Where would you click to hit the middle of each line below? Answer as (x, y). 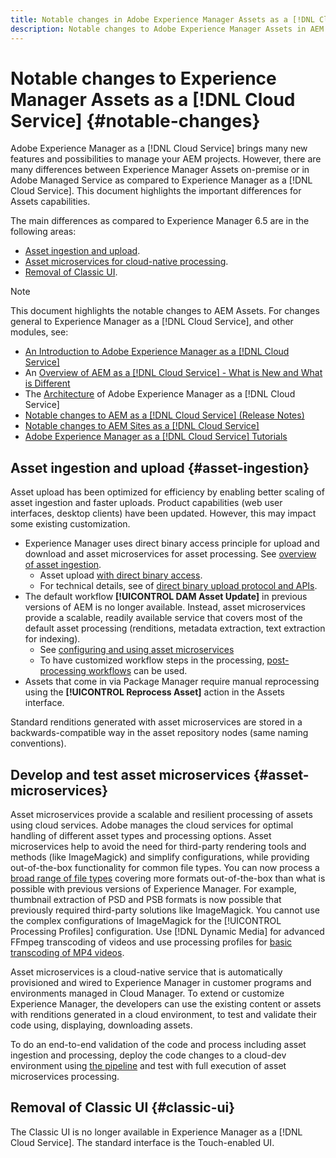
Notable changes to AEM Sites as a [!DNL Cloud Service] (142, 426)
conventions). (38, 743)
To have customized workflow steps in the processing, (152, 660)
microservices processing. (65, 1077)
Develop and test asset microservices (130, 774)
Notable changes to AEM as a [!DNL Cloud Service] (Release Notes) (164, 415)
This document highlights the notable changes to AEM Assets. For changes (165, 311)
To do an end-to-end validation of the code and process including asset (158, 1045)
